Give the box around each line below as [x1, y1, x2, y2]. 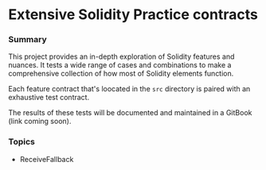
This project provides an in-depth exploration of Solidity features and [8, 52, 235, 61]
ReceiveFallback [19, 154, 74, 164]
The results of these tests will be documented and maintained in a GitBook [8, 108, 252, 118]
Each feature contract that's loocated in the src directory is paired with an [8, 84, 251, 94]
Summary [8, 34, 48, 45]
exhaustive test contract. [8, 93, 90, 102]
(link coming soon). [8, 117, 72, 126]
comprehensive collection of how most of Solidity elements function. [8, 69, 234, 79]
